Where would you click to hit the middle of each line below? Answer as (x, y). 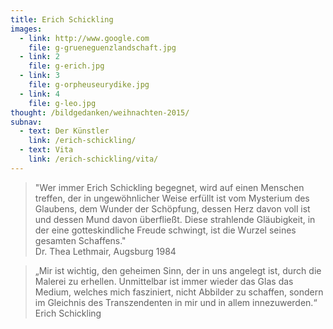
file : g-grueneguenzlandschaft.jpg (102, 47)
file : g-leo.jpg (62, 103)
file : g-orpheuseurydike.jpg (89, 85)
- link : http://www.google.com (84, 38)
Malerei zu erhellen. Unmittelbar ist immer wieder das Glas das (164, 281)
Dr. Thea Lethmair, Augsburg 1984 (105, 251)
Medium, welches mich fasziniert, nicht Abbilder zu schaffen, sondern (179, 292)
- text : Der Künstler (64, 131)
